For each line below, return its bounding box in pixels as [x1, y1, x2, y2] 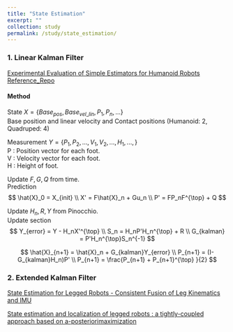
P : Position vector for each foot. [7, 147, 100, 155]
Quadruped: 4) [7, 124, 50, 133]
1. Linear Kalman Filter [7, 53, 84, 63]
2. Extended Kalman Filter [7, 273, 96, 283]
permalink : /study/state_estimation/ [7, 29, 117, 37]
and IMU [7, 296, 32, 305]
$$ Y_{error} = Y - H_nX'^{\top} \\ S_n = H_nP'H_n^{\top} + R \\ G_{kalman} [9, 227, 225, 236]
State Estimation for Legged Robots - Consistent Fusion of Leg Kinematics [7, 289, 221, 297]
